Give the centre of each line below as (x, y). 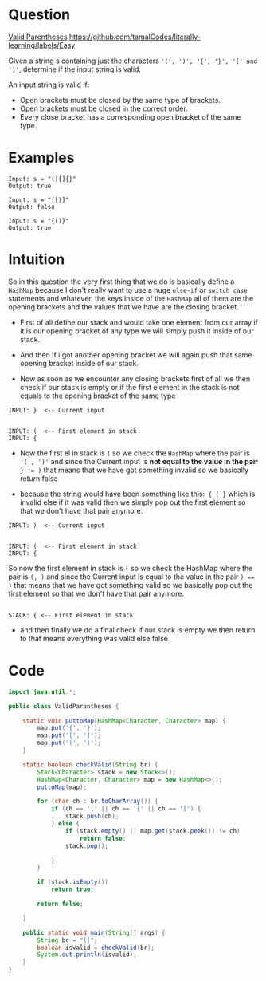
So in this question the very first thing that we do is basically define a (121, 282)
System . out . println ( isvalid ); (87, 955)
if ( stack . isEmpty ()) (73, 882)
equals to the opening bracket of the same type (98, 396)
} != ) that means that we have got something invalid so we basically (134, 470)
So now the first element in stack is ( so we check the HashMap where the (131, 568)
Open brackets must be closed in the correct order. (104, 108)
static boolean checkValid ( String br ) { (90, 764)
